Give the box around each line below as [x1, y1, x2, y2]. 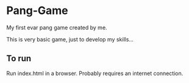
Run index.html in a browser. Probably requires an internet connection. [6, 70, 184, 77]
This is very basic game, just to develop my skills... [6, 35, 134, 43]
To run [6, 53, 32, 64]
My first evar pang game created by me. [6, 24, 108, 31]
